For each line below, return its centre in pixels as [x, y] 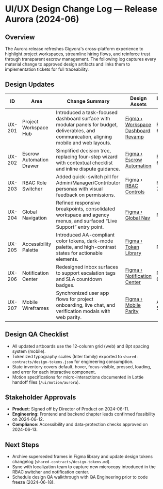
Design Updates [30, 85]
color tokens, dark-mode [85, 241]
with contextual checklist [84, 162]
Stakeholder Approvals [41, 398]
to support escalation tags [86, 273]
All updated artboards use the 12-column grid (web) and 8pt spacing [81, 346]
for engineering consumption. [104, 362]
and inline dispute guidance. [88, 169]
